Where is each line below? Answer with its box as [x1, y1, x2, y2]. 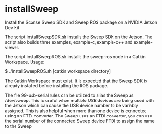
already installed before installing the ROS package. [5, 83, 108, 88]
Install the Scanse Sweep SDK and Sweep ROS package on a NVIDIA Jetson [5, 19, 158, 25]
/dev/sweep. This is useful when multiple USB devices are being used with [5, 97, 154, 103]
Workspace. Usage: [5, 59, 45, 65]
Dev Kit [5, 24, 20, 30]
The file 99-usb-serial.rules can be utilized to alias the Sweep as [5, 92, 134, 98]
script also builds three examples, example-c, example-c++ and [5, 39, 133, 45]
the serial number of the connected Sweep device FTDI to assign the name [5, 118, 155, 124]
